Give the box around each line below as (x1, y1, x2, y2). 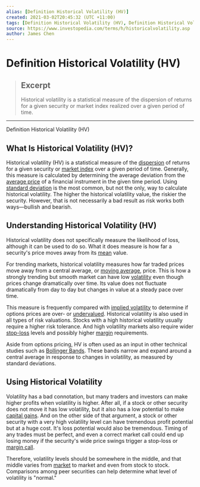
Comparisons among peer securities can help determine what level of (6, 467, 177, 474)
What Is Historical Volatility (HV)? (6, 143, 133, 153)
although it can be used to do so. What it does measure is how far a (6, 243, 172, 250)
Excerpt (20, 80, 51, 90)
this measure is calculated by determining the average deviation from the (6, 171, 186, 179)
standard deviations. (6, 359, 57, 367)
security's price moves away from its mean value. (6, 249, 128, 256)
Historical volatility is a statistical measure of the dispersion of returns (20, 96, 192, 103)
